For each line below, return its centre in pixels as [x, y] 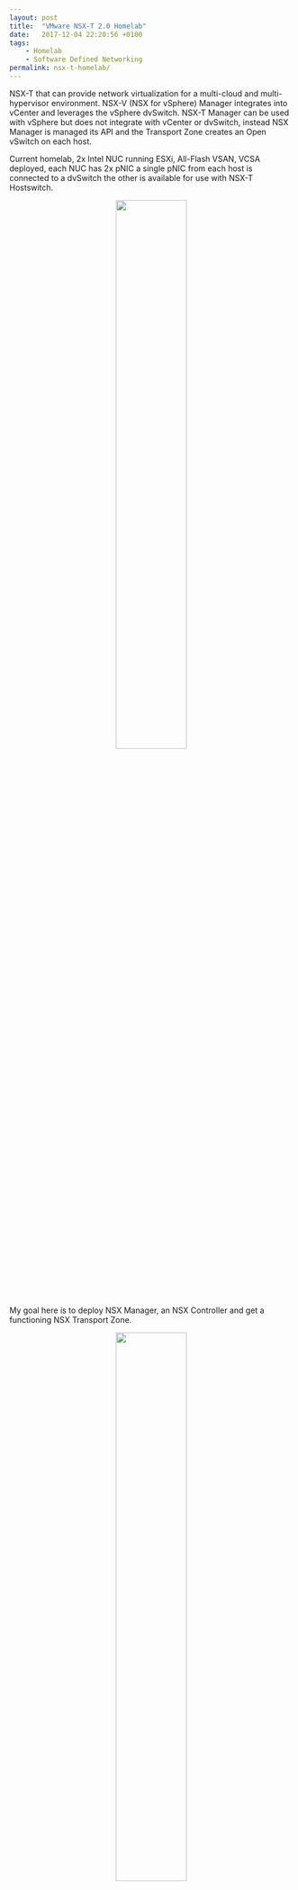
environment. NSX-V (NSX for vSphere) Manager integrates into [169, 103]
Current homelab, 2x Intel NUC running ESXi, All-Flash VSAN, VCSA [135, 158]
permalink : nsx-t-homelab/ [60, 68]
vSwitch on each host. [51, 141]
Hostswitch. [32, 187]
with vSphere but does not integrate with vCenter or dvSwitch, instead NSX [149, 122]
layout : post [34, 18]
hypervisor [29, 103]
